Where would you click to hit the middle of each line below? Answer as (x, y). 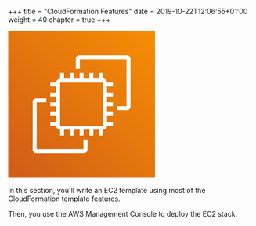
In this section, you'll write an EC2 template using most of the (107, 190)
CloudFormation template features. (64, 199)
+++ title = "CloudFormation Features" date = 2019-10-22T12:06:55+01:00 (128, 11)
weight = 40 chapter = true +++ (59, 20)
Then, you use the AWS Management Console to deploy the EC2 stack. (123, 214)
